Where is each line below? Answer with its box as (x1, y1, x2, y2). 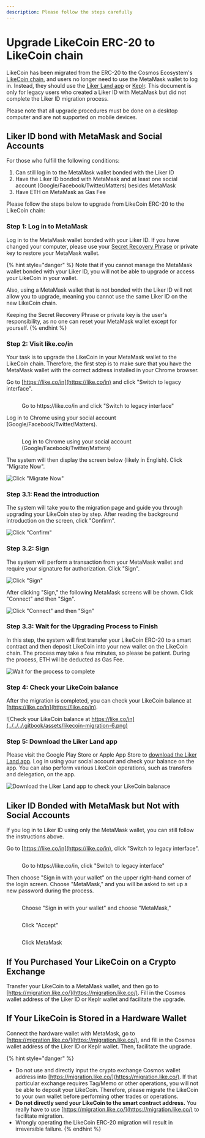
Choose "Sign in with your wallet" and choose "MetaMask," (21, 904, 171, 912)
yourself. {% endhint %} (6, 324, 67, 332)
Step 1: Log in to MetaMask (6, 222, 88, 231)
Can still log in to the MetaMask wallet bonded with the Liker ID (15, 169, 174, 176)
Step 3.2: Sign (6, 544, 50, 553)
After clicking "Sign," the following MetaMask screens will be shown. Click (6, 588, 194, 596)
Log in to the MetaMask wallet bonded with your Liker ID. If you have (6, 236, 179, 243)
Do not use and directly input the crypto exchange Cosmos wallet (15, 1066, 181, 1074)
